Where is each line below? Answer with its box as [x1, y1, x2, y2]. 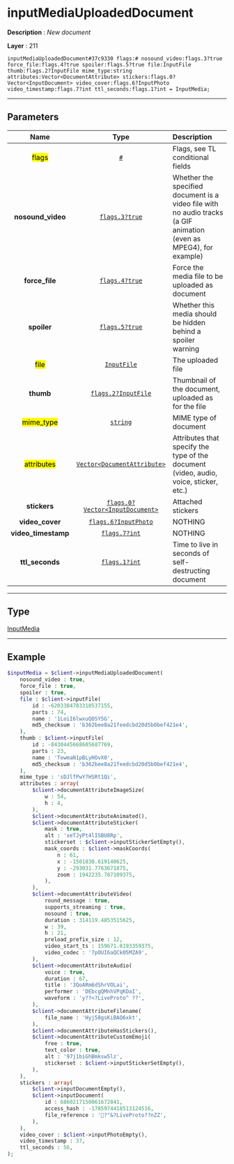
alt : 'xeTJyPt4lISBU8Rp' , [44, 832, 123, 840]
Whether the [172, 173, 214, 182]
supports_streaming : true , [44, 903, 127, 910]
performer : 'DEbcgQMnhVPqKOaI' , [44, 988, 141, 996]
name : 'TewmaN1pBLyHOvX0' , [32, 754, 114, 761]
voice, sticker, [172, 477, 218, 487]
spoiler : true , [19, 689, 68, 696]
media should [172, 309, 217, 319]
